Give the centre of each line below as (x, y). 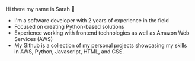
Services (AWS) (33, 39)
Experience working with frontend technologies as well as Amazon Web (102, 33)
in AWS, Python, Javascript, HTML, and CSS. (69, 52)
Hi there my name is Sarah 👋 (40, 9)
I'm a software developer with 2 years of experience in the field (92, 20)
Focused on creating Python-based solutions (69, 27)
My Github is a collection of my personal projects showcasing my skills (100, 45)
